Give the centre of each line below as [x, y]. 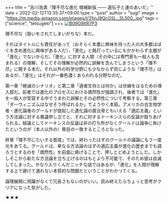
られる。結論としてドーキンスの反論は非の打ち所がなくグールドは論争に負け [83, 123]
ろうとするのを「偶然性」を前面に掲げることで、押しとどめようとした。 [79, 152]
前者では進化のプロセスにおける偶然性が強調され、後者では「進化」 [92, 92]
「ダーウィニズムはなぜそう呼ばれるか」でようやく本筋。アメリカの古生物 [81, 104]
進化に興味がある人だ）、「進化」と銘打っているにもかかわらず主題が [92, 50]
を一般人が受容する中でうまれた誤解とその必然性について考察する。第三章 [81, 98]
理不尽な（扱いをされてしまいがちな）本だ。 [51, 34]
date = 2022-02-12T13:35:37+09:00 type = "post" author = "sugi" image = [82, 13]
